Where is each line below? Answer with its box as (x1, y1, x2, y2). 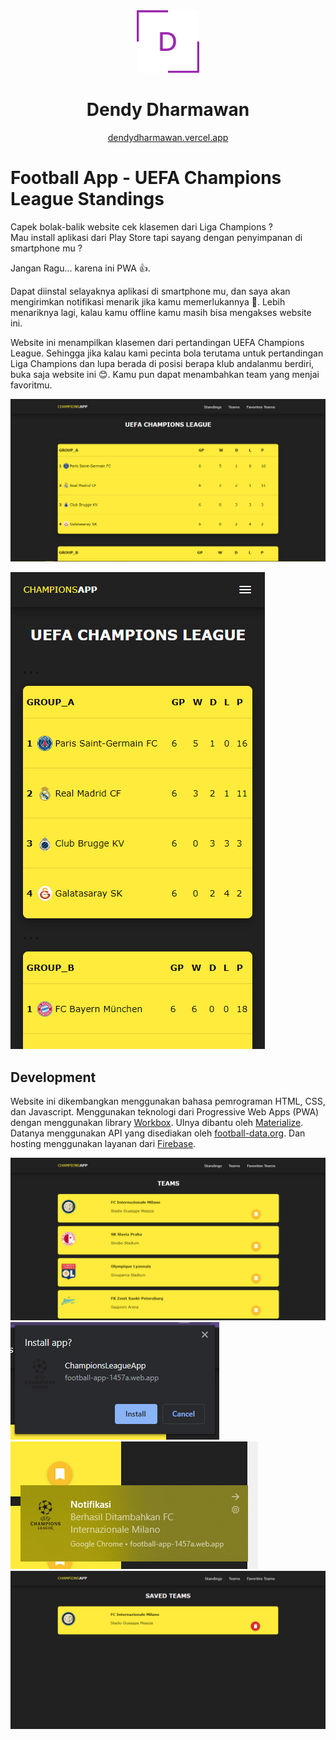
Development (10, 1069, 97, 1086)
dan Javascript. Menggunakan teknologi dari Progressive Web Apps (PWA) (10, 1106, 320, 1118)
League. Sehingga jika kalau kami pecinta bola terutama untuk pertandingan (10, 347, 324, 359)
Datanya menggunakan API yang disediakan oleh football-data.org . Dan (10, 1127, 306, 1139)
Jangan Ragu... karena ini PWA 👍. (10, 262, 151, 274)
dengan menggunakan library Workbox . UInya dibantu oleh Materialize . (10, 1117, 304, 1129)
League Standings (10, 188, 165, 211)
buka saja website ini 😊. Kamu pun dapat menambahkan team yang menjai (10, 368, 320, 380)
